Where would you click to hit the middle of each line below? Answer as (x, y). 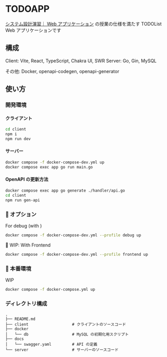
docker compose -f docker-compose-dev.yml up (55, 162)
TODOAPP (27, 9)
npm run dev (18, 139)
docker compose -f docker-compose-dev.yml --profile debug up (73, 235)
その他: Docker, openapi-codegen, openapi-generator (62, 71)
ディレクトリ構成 (26, 304)
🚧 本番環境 (18, 269)
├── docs (15, 339)
